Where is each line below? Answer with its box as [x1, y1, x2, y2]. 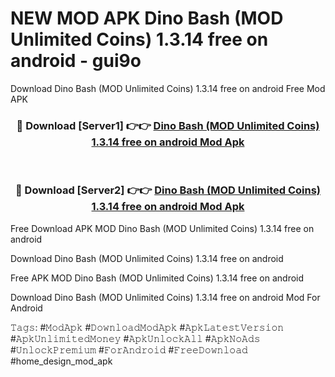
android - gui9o [10, 50, 142, 72]
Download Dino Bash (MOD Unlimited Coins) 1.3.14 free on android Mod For [10, 291, 321, 303]
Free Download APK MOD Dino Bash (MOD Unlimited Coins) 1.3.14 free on [10, 222, 315, 234]
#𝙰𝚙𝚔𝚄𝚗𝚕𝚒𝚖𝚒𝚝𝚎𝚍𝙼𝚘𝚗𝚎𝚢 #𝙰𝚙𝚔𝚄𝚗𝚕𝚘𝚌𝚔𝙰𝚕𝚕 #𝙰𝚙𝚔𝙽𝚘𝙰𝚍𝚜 [10, 332, 261, 344]
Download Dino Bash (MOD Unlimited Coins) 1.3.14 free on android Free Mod [10, 82, 326, 94]
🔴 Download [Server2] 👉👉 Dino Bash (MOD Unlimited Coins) [14, 183, 322, 197]
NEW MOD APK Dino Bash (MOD [10, 7, 284, 30]
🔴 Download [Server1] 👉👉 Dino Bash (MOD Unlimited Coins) [16, 118, 320, 132]
